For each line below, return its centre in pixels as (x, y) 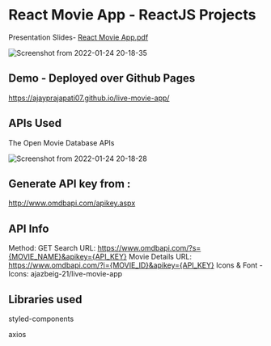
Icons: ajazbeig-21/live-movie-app (66, 274)
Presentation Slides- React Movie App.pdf (78, 37)
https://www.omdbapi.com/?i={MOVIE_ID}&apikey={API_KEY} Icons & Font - (135, 265)
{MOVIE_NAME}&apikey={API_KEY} (68, 257)
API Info (29, 228)
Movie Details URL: (160, 257)
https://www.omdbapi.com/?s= (149, 248)
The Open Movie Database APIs (61, 142)
